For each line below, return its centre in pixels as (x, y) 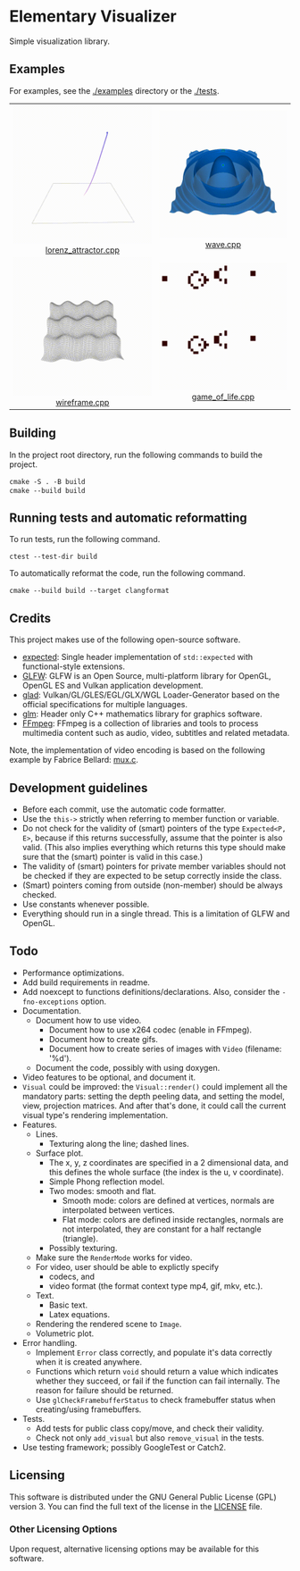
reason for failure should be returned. (104, 1390)
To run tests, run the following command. (85, 539)
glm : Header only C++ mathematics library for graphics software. (142, 714)
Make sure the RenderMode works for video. (114, 1258)
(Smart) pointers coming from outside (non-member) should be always (152, 885)
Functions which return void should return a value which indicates (157, 1371)
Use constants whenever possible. (86, 904)
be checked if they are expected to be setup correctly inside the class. (152, 875)
